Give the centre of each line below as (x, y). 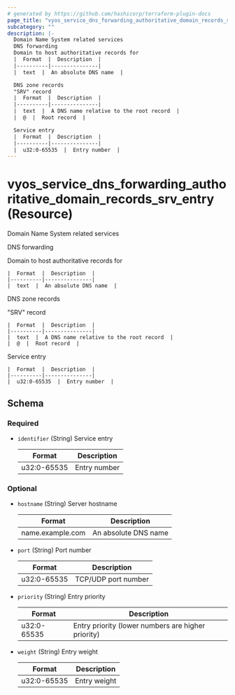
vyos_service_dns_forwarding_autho (117, 185)
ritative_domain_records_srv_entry (111, 199)
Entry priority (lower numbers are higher (139, 626)
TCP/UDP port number (112, 579)
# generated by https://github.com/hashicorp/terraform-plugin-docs (109, 14)
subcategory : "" (31, 27)
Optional (22, 488)
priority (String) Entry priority (62, 597)
